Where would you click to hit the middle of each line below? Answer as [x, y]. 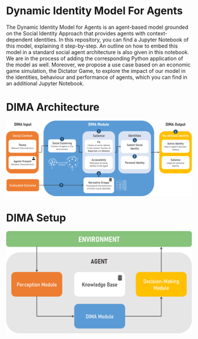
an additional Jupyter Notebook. [45, 83]
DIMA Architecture [53, 107]
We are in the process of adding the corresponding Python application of [95, 58]
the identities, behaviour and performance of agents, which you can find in [97, 77]
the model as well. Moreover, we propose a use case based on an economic [98, 64]
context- [157, 33]
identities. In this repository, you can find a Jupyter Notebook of [111, 39]
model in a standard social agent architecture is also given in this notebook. [98, 52]
